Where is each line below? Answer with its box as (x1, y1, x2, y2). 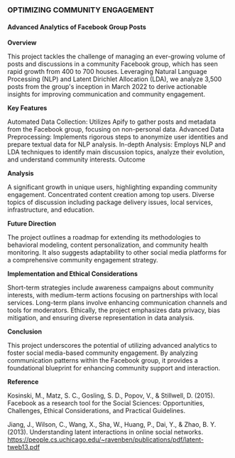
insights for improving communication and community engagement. (7, 90, 206, 99)
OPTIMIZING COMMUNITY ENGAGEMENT (7, 5, 155, 15)
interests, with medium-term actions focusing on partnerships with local (7, 291, 218, 299)
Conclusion (7, 327, 43, 336)
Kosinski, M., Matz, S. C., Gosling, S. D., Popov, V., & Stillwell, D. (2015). (7, 391, 215, 400)
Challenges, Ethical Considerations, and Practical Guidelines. (7, 407, 186, 415)
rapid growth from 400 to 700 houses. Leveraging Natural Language (7, 68, 207, 76)
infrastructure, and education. (7, 206, 94, 214)
